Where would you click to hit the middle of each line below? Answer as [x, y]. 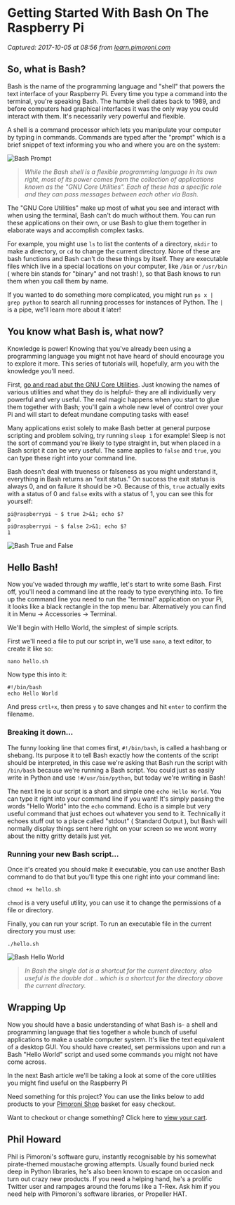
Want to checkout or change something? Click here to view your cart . [107, 1117]
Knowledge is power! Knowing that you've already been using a [99, 348]
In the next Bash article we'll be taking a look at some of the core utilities [112, 1075]
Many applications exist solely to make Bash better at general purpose [109, 428]
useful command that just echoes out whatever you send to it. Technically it [116, 813]
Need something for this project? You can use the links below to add [106, 1096]
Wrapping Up [37, 1007]
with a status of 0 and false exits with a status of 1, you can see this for [110, 493]
